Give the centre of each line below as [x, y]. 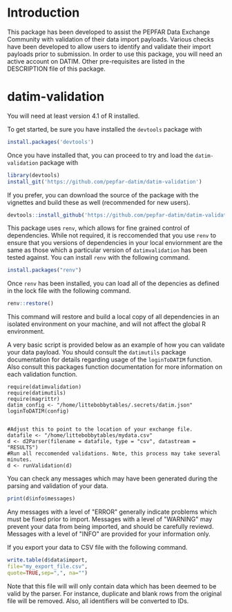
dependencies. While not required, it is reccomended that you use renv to [112, 235]
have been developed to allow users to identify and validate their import [109, 46]
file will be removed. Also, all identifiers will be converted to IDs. [98, 601]
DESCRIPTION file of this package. [56, 69]
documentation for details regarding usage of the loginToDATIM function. [110, 360]
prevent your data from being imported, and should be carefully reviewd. [110, 526]
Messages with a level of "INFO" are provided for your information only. [109, 534]
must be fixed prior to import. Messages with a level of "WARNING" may [110, 519]
